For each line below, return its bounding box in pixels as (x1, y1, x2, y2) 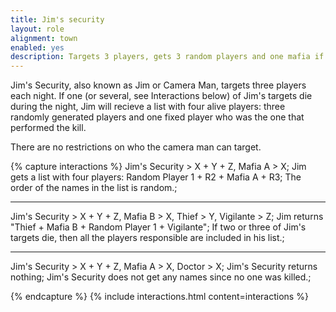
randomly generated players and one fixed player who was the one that (10, 111, 305, 123)
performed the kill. (10, 122, 87, 134)
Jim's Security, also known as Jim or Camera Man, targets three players (10, 79, 307, 91)
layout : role (10, 24, 65, 34)
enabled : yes (10, 42, 65, 53)
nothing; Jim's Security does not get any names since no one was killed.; (10, 271, 312, 283)
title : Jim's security (10, 14, 105, 25)
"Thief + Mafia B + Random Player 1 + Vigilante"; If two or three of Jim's (10, 221, 307, 233)
